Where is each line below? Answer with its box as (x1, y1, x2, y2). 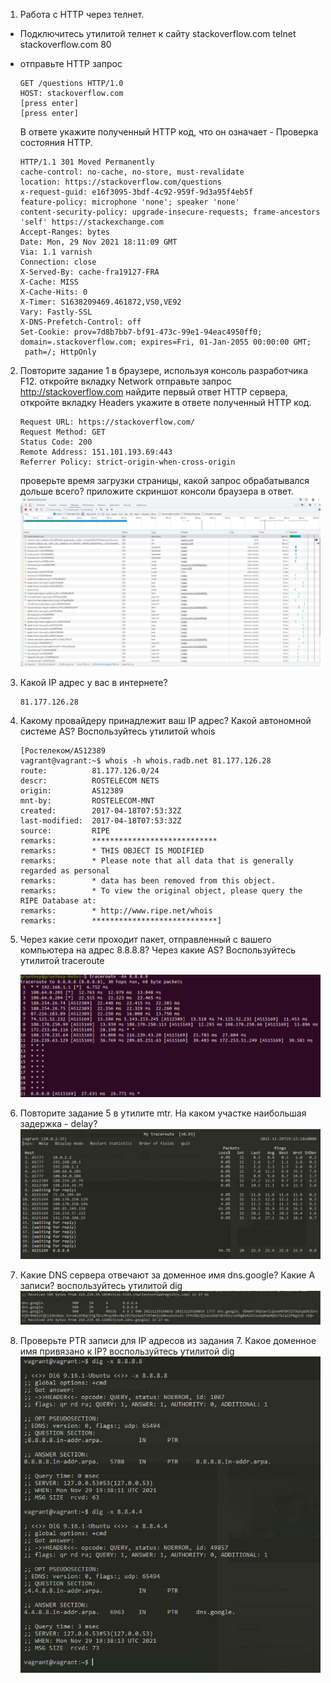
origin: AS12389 (19, 785, 124, 796)
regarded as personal (19, 865, 110, 876)
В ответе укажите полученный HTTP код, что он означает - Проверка (19, 126, 319, 138)
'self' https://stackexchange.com (19, 217, 164, 227)
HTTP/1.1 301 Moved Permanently (19, 157, 155, 167)
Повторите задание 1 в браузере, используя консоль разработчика (19, 365, 309, 376)
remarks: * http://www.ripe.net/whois (19, 905, 213, 916)
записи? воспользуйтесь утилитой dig (19, 1280, 183, 1292)
